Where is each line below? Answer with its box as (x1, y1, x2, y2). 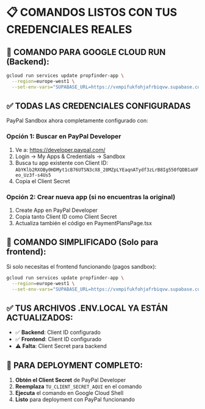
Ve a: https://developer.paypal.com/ (15, 146, 106, 153)
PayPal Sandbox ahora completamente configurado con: (6, 117, 148, 125)
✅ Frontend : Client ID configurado (15, 336, 102, 343)
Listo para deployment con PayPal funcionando (15, 396, 135, 404)
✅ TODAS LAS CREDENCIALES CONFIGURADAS (6, 101, 191, 111)
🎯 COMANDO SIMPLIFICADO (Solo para (6, 237, 159, 248)
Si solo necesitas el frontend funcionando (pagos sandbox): (6, 262, 157, 270)
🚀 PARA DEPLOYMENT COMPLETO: (6, 360, 143, 371)
